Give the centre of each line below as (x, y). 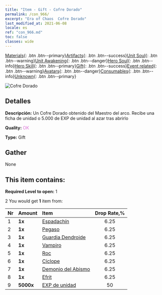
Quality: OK (17, 127)
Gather (16, 152)
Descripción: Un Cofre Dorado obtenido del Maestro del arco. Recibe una (80, 113)
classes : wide (20, 42)
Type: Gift (15, 137)
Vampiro (52, 246)
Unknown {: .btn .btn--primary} (45, 76)
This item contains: (35, 180)
